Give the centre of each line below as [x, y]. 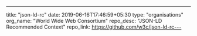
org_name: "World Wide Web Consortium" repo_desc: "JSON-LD [84, 21]
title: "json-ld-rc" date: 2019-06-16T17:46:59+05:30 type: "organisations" [95, 15]
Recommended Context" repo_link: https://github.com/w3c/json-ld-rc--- [94, 27]
